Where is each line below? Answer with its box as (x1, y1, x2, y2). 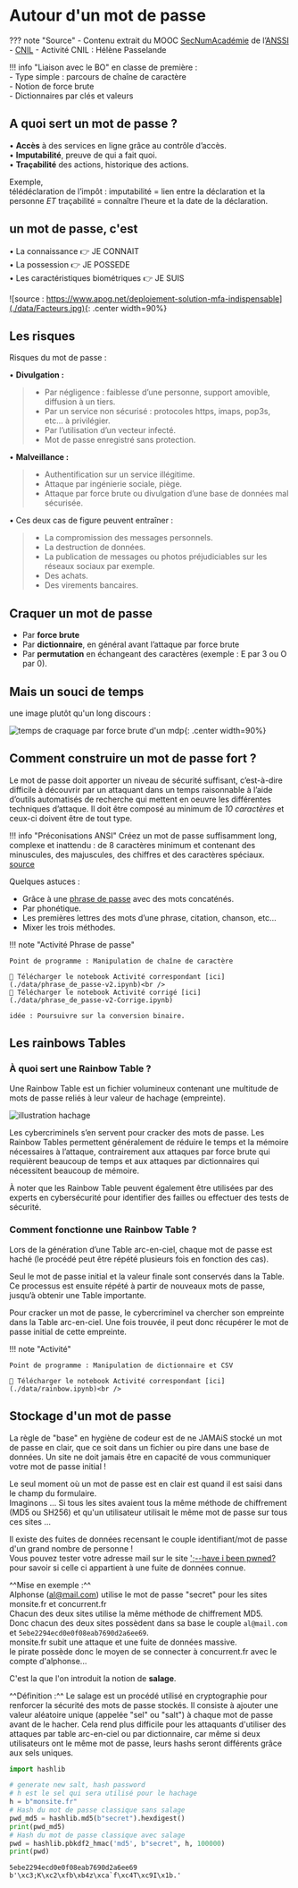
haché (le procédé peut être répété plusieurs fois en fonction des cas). (9, 1254, 269, 1264)
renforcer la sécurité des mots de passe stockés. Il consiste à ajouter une (9, 1699, 278, 1710)
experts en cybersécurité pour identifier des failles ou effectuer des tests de (9, 1192, 290, 1203)
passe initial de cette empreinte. (9, 1326, 128, 1337)
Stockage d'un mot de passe (9, 1408, 172, 1424)
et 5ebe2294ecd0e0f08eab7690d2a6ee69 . (9, 1627, 149, 1637)
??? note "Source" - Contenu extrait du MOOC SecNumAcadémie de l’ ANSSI (9, 35, 290, 46)
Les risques (9, 328, 76, 344)
